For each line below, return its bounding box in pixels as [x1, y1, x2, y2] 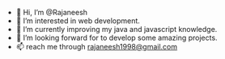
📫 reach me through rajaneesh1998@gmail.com [15, 42, 178, 51]
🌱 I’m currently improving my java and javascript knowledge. [15, 25, 218, 33]
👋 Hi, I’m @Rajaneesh [15, 8, 87, 17]
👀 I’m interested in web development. [15, 16, 140, 26]
